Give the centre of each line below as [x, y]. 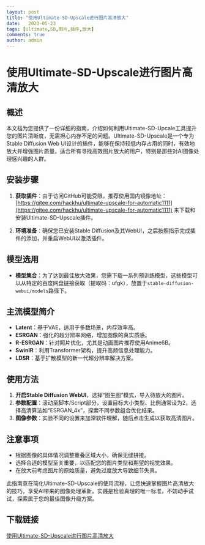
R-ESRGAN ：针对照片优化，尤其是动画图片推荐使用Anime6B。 [95, 343]
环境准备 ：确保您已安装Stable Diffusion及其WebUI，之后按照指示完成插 [105, 231]
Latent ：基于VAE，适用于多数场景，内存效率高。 [77, 327]
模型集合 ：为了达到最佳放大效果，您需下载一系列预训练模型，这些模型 [104, 275]
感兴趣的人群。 [30, 159]
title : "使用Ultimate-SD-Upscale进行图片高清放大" [68, 18]
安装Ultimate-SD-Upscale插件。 [56, 217]
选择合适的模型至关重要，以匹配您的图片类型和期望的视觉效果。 [95, 463]
